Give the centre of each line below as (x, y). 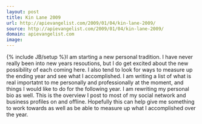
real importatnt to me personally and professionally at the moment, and (95, 82)
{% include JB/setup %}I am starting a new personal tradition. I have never (99, 57)
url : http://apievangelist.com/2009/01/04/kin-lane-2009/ (81, 23)
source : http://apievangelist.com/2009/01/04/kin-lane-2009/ (85, 29)
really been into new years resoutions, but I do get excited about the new (97, 63)
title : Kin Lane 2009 (34, 17)
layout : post (23, 12)
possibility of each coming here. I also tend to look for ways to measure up (99, 70)
